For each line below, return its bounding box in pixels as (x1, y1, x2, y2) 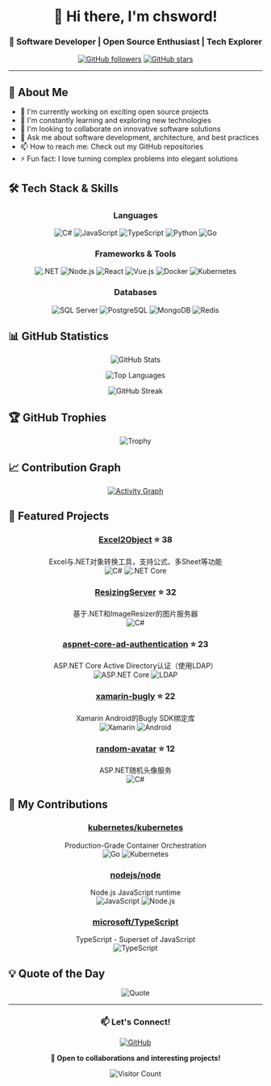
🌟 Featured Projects (8, 509, 110, 524)
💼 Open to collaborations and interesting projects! (50, 1054, 221, 1063)
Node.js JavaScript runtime (90, 887, 181, 897)
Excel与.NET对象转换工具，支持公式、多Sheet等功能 (48, 557, 223, 566)
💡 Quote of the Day (8, 966, 106, 980)
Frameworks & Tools (94, 248, 177, 259)
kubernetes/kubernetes (87, 822, 184, 833)
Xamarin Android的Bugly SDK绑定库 (76, 713, 195, 722)
